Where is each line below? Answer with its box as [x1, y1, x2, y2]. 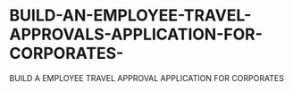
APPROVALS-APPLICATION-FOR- [9, 24, 264, 45]
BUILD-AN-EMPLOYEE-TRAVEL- [9, 5, 252, 26]
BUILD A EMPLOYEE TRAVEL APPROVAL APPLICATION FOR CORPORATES [9, 72, 284, 83]
